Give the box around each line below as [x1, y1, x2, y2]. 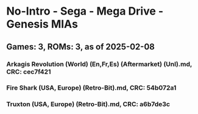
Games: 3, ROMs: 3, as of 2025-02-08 [6, 41, 155, 52]
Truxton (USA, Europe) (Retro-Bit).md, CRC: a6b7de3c [6, 100, 171, 109]
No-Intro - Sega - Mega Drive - [6, 4, 164, 18]
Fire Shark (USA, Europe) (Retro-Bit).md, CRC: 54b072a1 [6, 84, 177, 92]
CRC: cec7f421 [6, 67, 51, 76]
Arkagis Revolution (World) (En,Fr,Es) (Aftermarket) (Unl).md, [6, 60, 193, 68]
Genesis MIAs [6, 17, 78, 31]
